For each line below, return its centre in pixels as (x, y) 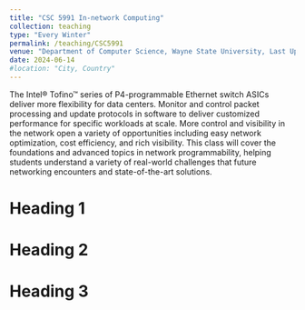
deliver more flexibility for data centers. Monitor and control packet (135, 104)
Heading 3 (49, 291)
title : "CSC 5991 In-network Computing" (87, 18)
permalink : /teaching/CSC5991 (67, 43)
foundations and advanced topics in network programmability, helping (141, 152)
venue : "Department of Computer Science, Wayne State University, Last (148, 52)
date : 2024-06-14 (42, 60)
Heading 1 (48, 209)
